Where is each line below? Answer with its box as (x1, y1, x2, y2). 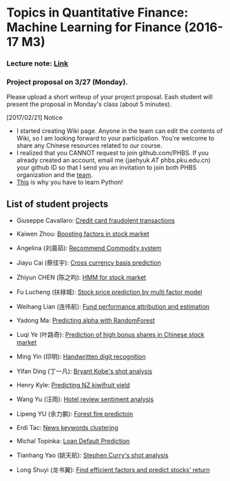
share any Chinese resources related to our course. (16, 141, 163, 150)
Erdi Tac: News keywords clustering (16, 424, 118, 432)
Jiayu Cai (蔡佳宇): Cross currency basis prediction (16, 258, 161, 267)
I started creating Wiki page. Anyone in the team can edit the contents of (16, 127, 223, 135)
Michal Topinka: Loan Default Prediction (16, 437, 130, 445)
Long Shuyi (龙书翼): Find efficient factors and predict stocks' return (16, 466, 211, 474)
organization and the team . (16, 171, 94, 179)
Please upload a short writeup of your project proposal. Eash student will (6, 93, 213, 101)
